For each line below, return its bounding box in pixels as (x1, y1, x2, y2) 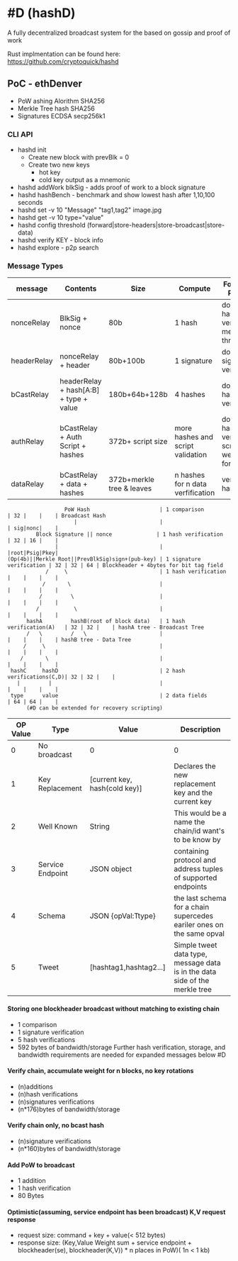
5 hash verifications (17, 1035, 76, 1043)
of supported (173, 873, 217, 883)
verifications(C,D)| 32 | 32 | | (7, 673, 115, 681)
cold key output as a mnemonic (38, 176, 131, 184)
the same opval (173, 929, 225, 938)
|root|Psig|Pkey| (7, 549, 59, 557)
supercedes (173, 911, 214, 921)
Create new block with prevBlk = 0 (28, 153, 130, 162)
